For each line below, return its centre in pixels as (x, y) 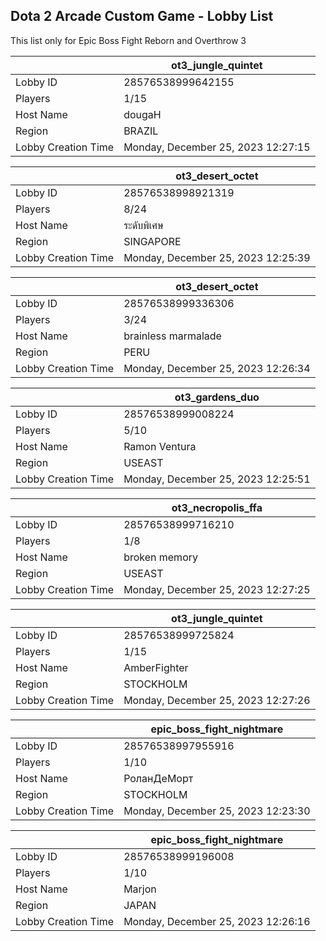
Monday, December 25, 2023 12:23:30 (217, 811)
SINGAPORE (152, 241)
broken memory (160, 557)
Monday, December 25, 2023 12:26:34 (217, 368)
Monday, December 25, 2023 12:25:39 (217, 257)
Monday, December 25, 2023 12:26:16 (217, 921)
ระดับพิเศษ (143, 225)
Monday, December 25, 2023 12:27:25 (217, 589)
